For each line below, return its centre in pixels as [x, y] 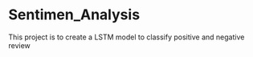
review [19, 45]
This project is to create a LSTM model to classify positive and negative [126, 37]
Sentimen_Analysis [74, 15]
